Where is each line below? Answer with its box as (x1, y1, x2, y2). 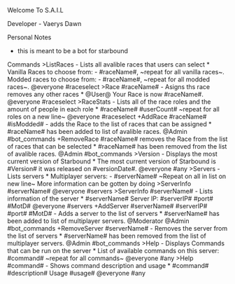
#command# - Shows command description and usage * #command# (7, 262, 209, 269)
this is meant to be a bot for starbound (17, 47, 128, 55)
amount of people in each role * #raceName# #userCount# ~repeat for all (7, 105, 220, 113)
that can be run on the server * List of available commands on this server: (7, 247, 220, 255)
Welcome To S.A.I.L (7, 6, 64, 14)
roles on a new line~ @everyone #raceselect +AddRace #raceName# (7, 112, 207, 121)
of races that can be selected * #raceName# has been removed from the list (7, 142, 227, 150)
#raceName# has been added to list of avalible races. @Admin (7, 128, 187, 135)
